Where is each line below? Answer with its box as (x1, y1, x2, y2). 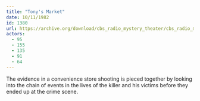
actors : (6, 31, 26, 37)
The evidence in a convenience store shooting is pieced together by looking (6, 75, 192, 82)
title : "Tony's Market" (6, 8, 65, 15)
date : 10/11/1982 (6, 14, 49, 20)
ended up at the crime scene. (6, 88, 79, 95)
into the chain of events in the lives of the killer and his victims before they (6, 81, 189, 88)
